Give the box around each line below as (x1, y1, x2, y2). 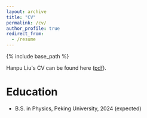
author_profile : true (6, 25, 60, 32)
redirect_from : (6, 31, 44, 37)
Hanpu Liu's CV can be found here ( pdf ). (6, 64, 106, 72)
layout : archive (6, 8, 47, 15)
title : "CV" (6, 14, 36, 20)
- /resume (11, 36, 36, 42)
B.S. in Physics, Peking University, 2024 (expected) (14, 105, 142, 112)
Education (6, 85, 58, 99)
